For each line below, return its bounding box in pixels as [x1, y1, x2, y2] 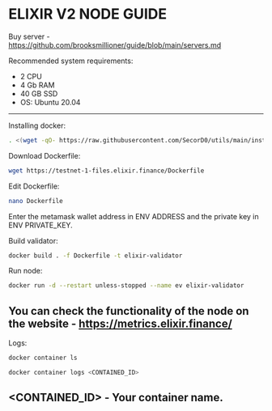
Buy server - [8, 32, 50, 41]
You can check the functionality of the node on [8, 304, 249, 318]
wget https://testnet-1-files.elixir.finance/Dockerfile [8, 167, 205, 175]
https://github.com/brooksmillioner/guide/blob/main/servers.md [8, 40, 222, 49]
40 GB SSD [19, 88, 58, 98]
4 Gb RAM [19, 80, 55, 90]
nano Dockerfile [8, 197, 63, 205]
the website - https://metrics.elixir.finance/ [8, 316, 232, 330]
